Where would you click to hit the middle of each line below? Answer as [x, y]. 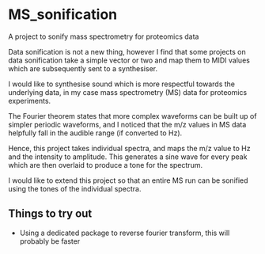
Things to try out [50, 214]
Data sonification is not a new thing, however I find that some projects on [127, 51]
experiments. [30, 100]
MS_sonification [63, 15]
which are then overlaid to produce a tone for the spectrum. [106, 165]
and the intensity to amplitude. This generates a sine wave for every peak [128, 157]
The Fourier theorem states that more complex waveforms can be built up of [132, 116]
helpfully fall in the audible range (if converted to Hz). [95, 133]
